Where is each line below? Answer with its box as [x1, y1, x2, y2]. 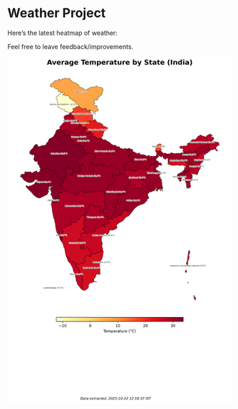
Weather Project [7, 5, 106, 21]
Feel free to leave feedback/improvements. [7, 42, 134, 51]
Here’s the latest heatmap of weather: [7, 29, 118, 37]
